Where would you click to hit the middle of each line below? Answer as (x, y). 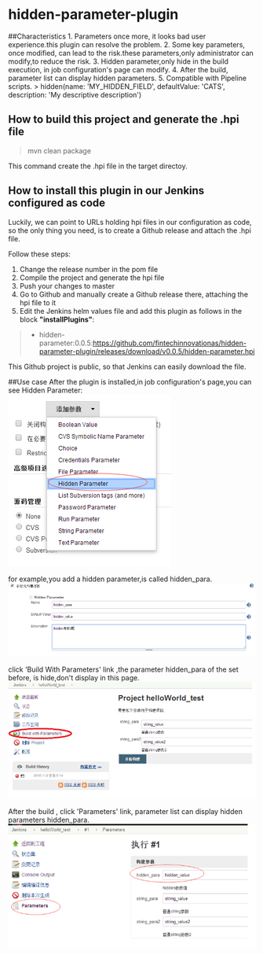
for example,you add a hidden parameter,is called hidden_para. (110, 579)
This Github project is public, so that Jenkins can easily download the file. (127, 366)
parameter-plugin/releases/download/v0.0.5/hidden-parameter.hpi (147, 351)
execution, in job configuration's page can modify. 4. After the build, (118, 69)
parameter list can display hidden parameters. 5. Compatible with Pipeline (128, 78)
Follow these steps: (39, 254)
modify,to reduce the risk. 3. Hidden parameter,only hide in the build (119, 61)
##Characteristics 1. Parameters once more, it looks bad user (107, 36)
